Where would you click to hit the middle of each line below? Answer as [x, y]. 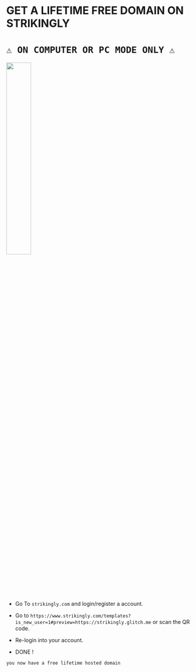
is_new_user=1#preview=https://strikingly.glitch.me [83, 623]
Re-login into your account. [49, 640]
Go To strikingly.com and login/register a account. [79, 604]
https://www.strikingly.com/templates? [81, 616]
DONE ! [24, 652]
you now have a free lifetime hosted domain [63, 663]
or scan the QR [171, 622]
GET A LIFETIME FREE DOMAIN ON [95, 11]
